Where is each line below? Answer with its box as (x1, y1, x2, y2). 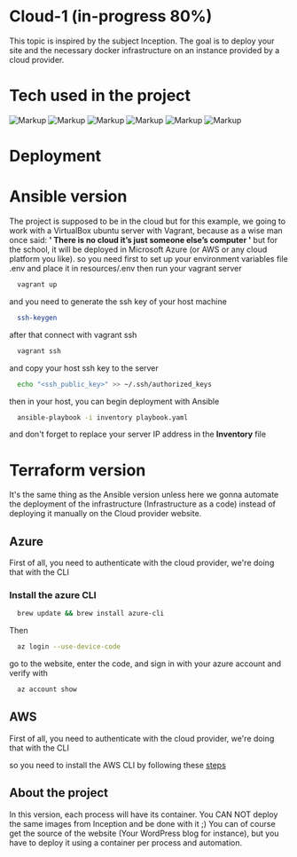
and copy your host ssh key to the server (9, 362, 160, 373)
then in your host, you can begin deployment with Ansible (9, 396, 220, 406)
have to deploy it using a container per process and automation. (9, 837, 243, 848)
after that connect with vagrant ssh (9, 329, 137, 340)
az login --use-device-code (17, 642, 121, 651)
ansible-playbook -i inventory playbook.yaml (17, 413, 189, 422)
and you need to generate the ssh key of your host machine (9, 295, 228, 307)
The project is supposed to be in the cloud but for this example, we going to (9, 216, 286, 226)
